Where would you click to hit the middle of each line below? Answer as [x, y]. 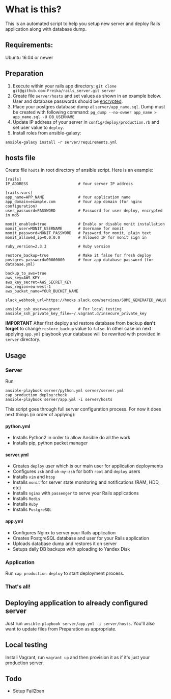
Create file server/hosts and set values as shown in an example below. [87, 96]
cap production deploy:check [36, 395]
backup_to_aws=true [26, 274]
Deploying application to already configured [77, 603]
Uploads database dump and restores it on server [65, 544]
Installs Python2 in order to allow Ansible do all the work [72, 438]
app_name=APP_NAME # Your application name [68, 197]
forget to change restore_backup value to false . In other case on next [78, 329]
